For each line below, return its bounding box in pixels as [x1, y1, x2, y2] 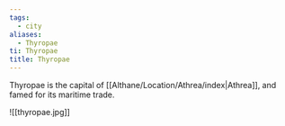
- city [17, 22, 42, 31]
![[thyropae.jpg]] [9, 107, 70, 117]
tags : [9, 13, 30, 22]
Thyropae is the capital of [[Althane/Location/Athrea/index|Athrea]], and [9, 80, 277, 90]
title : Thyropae [9, 55, 70, 64]
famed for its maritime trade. [9, 89, 115, 100]
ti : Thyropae [9, 47, 58, 56]
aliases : [9, 30, 42, 39]
